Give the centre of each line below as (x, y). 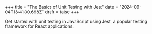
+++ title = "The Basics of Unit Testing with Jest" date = (62, 7)
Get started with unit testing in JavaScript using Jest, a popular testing (76, 21)
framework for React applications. (39, 26)
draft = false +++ (62, 12)
